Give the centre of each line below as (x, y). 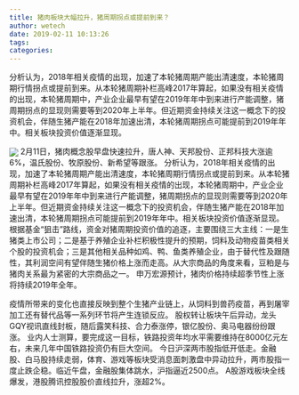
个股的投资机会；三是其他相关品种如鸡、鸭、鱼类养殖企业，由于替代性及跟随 (149, 252)
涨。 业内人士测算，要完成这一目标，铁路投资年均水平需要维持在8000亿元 (145, 337)
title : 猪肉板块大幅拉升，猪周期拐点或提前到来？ (89, 17)
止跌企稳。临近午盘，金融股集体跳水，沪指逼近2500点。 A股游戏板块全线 (151, 371)
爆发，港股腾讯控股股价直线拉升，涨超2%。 (90, 382)
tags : (19, 42)
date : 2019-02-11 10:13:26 (59, 34)
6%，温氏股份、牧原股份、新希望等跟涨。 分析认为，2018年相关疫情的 (139, 163)
